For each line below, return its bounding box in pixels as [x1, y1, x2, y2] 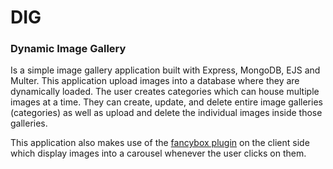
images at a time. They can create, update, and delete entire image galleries [10, 96, 323, 108]
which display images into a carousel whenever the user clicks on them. [10, 147, 307, 160]
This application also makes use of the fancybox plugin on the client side [10, 137, 310, 149]
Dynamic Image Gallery [10, 42, 127, 56]
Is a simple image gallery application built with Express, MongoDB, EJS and [10, 64, 321, 76]
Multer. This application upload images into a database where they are [10, 75, 300, 87]
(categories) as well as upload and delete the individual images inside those [10, 107, 323, 119]
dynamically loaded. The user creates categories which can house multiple [10, 86, 320, 98]
